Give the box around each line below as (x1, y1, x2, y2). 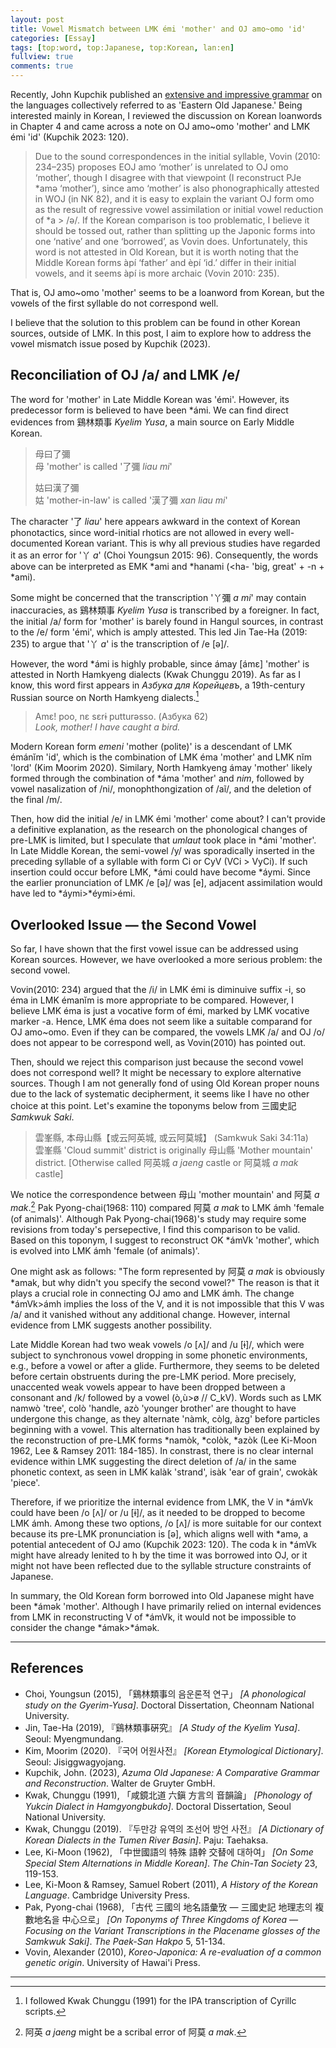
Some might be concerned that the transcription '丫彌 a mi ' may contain (10, 591, 307, 603)
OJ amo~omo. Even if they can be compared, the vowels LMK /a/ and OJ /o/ (10, 1026, 326, 1038)
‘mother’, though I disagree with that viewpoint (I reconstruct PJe (34, 172, 302, 183)
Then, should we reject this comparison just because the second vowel (10, 1056, 304, 1068)
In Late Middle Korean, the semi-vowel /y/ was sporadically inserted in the (10, 845, 315, 857)
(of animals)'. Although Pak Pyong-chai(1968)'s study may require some (10, 1212, 307, 1225)
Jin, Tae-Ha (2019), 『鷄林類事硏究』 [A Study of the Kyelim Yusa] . (24, 1721, 301, 1733)
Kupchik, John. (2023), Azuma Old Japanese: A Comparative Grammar (24, 1766, 320, 1778)
